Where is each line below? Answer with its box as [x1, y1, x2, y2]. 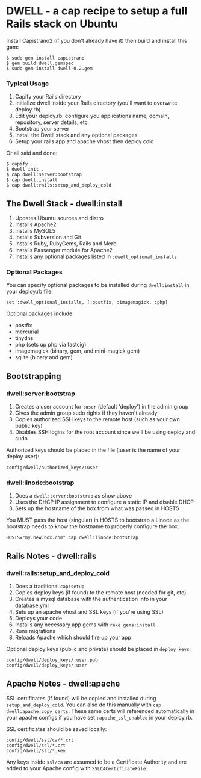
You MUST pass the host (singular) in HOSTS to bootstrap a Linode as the [6, 516, 190, 524]
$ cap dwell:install [6, 177, 58, 183]
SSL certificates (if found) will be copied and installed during [6, 694, 156, 702]
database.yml [14, 602, 49, 609]
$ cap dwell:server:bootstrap [6, 171, 82, 178]
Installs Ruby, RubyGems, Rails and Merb [14, 240, 117, 247]
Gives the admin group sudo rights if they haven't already [14, 409, 158, 416]
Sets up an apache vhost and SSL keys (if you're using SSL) [14, 608, 164, 616]
